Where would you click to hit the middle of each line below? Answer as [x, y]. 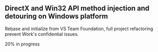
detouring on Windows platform [56, 17]
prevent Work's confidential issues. [42, 34]
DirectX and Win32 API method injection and [77, 8]
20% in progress [22, 44]
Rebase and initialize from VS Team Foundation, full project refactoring [79, 29]
